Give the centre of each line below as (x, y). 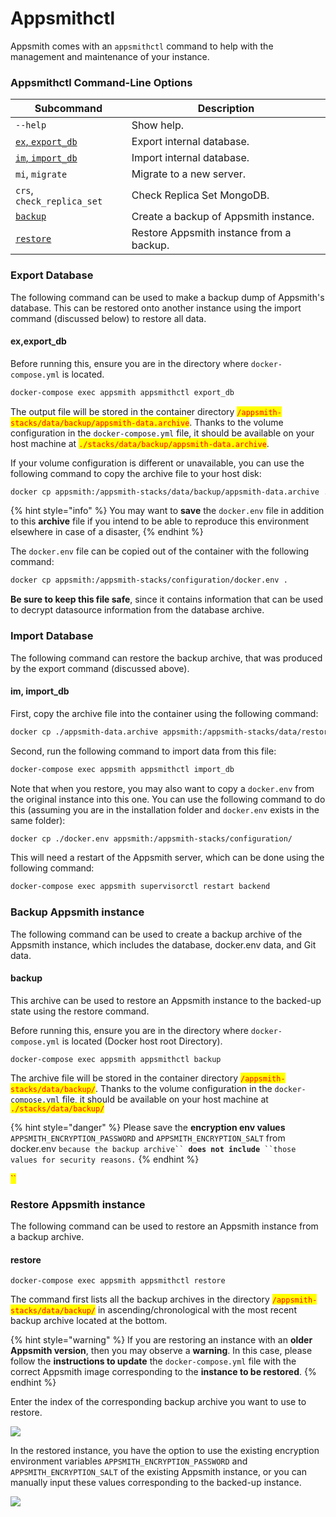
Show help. (157, 125)
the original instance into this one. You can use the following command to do (168, 799)
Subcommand (68, 109)
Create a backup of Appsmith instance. (223, 217)
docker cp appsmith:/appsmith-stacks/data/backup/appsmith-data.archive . (169, 492)
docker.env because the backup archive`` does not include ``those (153, 1148)
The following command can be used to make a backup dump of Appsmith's (167, 297)
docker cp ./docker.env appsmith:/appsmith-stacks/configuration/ (151, 838)
